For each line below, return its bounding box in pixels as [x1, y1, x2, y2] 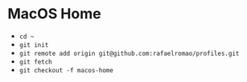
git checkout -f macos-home [19, 66, 113, 74]
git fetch [19, 57, 53, 66]
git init [19, 41, 49, 49]
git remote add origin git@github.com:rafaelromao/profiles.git [19, 49, 240, 57]
